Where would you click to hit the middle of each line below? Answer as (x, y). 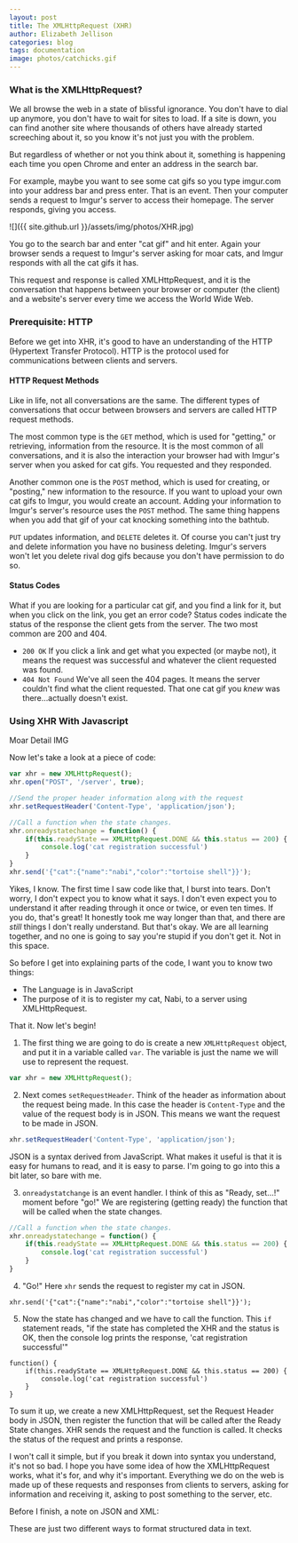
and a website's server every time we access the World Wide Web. (131, 299)
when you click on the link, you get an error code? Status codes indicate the (148, 615)
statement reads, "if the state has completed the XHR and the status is (150, 1328)
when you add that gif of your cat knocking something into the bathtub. (139, 520)
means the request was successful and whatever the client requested (149, 660)
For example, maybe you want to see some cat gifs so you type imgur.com (145, 181)
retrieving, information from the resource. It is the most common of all (137, 446)
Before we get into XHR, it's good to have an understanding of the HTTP (141, 341)
